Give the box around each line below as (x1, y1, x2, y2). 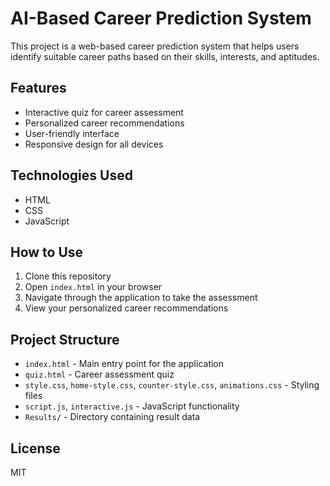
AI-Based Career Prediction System (10, 7, 312, 30)
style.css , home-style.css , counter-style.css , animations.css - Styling (24, 379, 320, 391)
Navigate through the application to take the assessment (24, 292, 258, 304)
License (10, 440, 61, 457)
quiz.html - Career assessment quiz (24, 368, 175, 381)
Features (10, 80, 67, 97)
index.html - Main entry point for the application (24, 358, 225, 370)
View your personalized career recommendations (24, 302, 229, 314)
